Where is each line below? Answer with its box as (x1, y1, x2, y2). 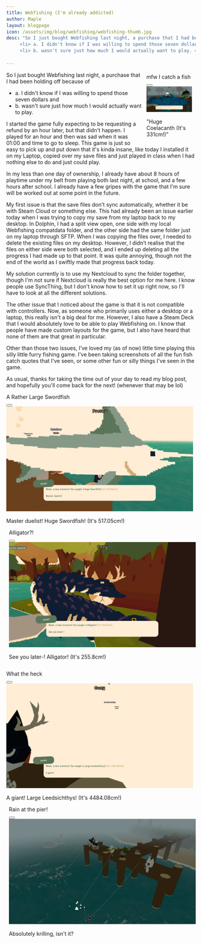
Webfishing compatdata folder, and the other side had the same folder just (6, 226, 191, 234)
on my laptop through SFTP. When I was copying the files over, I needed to (6, 233, 192, 240)
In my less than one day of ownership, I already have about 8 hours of (6, 170, 179, 177)
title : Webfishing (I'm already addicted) (6, 10, 114, 16)
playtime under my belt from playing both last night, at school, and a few (6, 176, 186, 183)
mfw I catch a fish (146, 73, 191, 81)
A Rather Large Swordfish (6, 393, 70, 400)
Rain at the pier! (8, 806, 48, 813)
